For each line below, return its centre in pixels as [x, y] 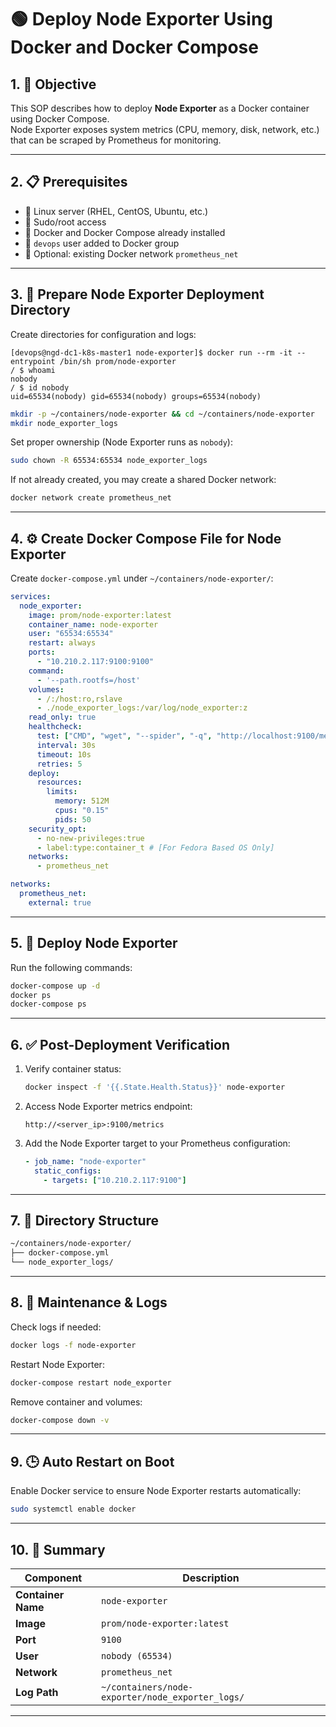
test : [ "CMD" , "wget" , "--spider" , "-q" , [124, 736]
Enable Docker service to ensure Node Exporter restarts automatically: [156, 1491]
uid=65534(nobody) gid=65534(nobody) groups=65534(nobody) [136, 396]
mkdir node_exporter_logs [64, 423]
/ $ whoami [33, 370]
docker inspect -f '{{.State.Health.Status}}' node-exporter [155, 1087]
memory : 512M [82, 801]
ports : [42, 652]
